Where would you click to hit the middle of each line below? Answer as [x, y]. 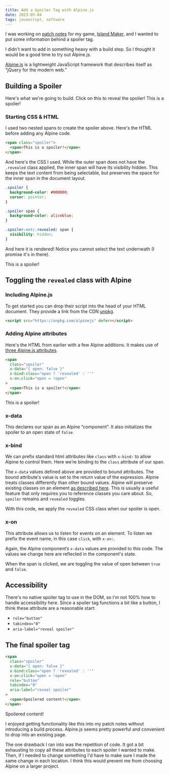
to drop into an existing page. [36, 734]
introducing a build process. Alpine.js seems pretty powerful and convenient [85, 729]
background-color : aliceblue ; [42, 216]
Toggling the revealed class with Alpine [69, 280]
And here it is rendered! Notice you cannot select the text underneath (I [80, 249]
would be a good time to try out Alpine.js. [48, 55]
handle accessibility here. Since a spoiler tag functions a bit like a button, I [83, 603]
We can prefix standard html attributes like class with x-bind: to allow [78, 456]
